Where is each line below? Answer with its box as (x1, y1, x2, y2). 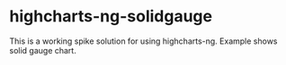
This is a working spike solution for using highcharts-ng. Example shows (9, 36, 278, 46)
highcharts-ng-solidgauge (9, 6, 213, 27)
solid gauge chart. (9, 45, 76, 55)
